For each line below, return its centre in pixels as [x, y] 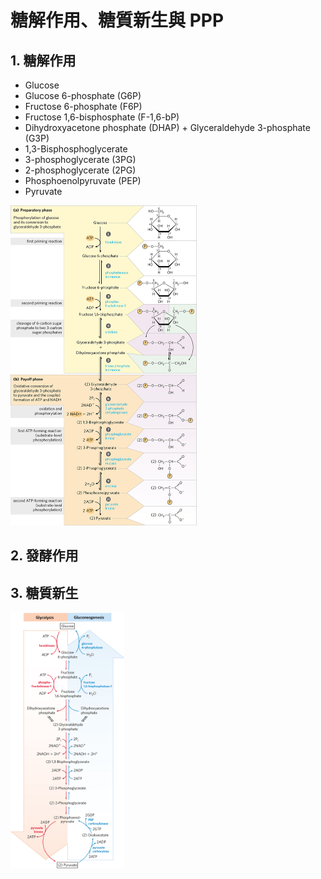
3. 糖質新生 [44, 592]
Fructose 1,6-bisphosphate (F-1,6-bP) [102, 117]
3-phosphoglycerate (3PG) [80, 159]
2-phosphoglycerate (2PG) [80, 170]
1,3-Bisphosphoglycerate [76, 149]
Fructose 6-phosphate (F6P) [83, 106]
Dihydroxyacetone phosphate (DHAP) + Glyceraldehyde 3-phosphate [167, 127]
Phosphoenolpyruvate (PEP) [83, 180]
